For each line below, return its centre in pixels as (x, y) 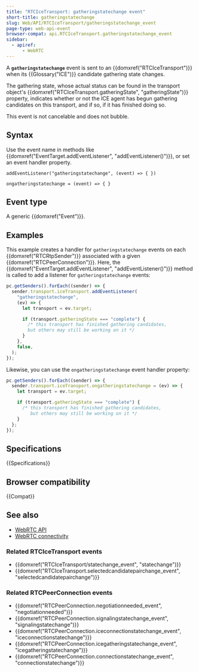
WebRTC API (30, 530)
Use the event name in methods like (50, 150)
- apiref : (24, 45)
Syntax (20, 135)
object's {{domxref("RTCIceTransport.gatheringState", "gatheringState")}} (97, 92)
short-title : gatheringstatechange (50, 17)
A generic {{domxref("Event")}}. (46, 217)
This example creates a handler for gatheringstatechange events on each (96, 250)
